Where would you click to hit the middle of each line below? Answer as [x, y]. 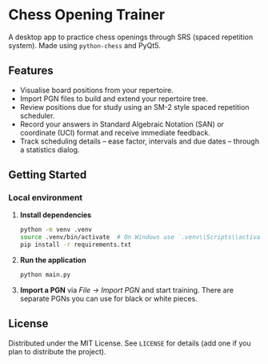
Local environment [46, 198]
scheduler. [37, 115]
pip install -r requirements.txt [76, 245]
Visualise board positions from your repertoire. [97, 90]
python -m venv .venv [56, 230]
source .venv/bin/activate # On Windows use [97, 237]
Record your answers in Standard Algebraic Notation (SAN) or [122, 124]
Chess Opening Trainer [87, 15]
